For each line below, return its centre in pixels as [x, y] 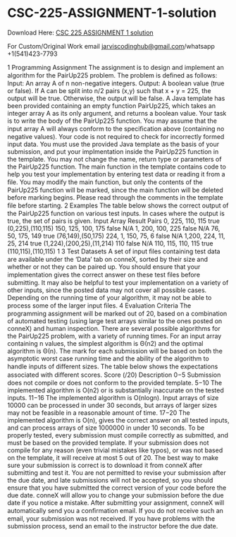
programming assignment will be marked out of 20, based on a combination [117, 313]
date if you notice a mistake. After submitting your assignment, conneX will [116, 502]
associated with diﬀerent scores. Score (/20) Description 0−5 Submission [114, 375]
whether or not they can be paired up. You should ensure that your [104, 267]
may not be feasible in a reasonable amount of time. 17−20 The [99, 412]
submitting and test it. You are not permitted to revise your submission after [117, 472]
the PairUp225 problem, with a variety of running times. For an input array [114, 336]
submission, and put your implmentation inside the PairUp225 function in [113, 151]
